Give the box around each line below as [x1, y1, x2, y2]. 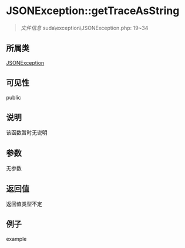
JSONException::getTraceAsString [6, 4, 180, 18]
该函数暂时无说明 [6, 129, 48, 136]
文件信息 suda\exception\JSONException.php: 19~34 [20, 24, 149, 31]
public [6, 94, 22, 101]
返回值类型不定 [6, 200, 42, 207]
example [6, 235, 27, 242]
